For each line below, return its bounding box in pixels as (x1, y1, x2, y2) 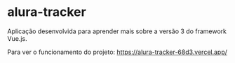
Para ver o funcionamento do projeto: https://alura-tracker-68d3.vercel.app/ (7, 48, 228, 56)
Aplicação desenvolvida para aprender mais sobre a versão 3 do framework (7, 27, 227, 35)
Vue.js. (7, 34, 27, 42)
